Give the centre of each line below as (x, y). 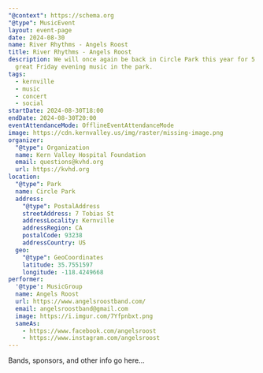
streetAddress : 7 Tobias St (68, 214)
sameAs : (28, 323)
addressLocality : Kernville (68, 221)
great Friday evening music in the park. (84, 67)
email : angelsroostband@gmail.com (72, 308)
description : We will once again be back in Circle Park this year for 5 (132, 60)
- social (30, 103)
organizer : (26, 140)
